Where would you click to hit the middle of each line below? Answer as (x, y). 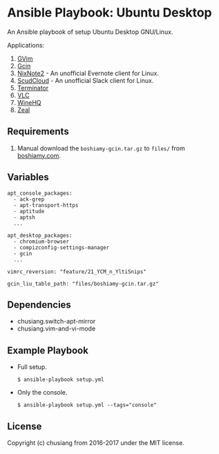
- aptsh (25, 217)
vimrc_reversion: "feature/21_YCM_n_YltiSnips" (77, 272)
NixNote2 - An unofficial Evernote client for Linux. (88, 73)
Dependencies (39, 305)
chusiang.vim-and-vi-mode (56, 328)
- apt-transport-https (46, 205)
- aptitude (29, 211)
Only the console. (42, 393)
